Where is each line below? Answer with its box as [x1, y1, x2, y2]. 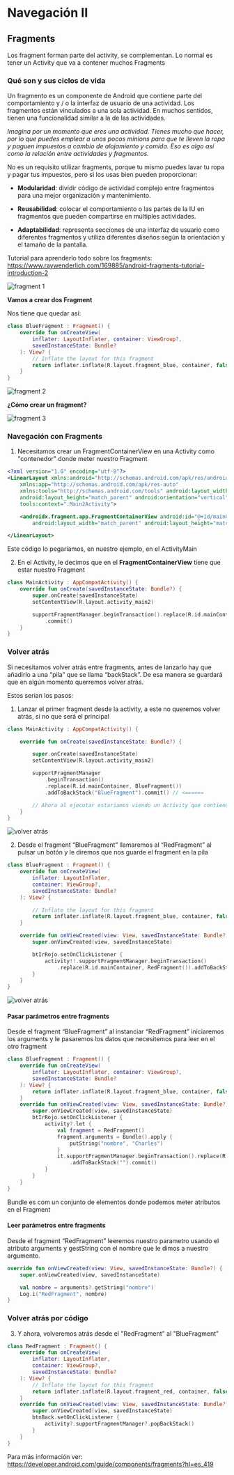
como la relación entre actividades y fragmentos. [7, 150, 150, 158]
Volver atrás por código [7, 1313, 88, 1323]
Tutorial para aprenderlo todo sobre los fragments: [7, 254, 153, 263]
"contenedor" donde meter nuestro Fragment [17, 455, 148, 463]
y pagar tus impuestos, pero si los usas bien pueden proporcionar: [7, 171, 198, 179]
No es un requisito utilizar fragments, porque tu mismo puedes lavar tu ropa [7, 163, 225, 171]
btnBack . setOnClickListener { [32, 1414, 120, 1421]
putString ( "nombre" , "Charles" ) [69, 1140, 164, 1147]
